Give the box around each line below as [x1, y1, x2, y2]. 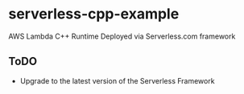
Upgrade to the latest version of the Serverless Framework [19, 76, 215, 85]
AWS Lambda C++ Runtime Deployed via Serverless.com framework [8, 31, 236, 41]
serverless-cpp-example [8, 5, 180, 23]
